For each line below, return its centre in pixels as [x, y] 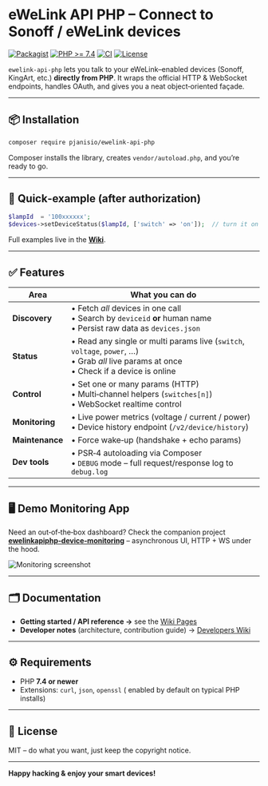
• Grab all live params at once [126, 361]
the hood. [24, 549]
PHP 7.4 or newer [49, 681]
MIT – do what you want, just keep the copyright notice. [100, 750]
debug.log [89, 472]
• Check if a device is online [123, 371]
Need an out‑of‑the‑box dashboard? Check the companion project [117, 532]
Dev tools [31, 462]
